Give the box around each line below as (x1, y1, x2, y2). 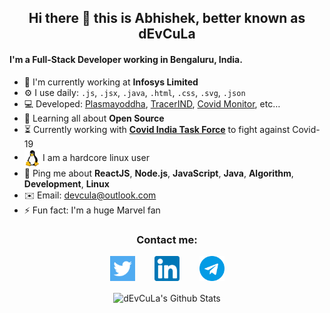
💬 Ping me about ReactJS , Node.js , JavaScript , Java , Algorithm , (23, 167, 294, 179)
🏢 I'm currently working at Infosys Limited (23, 76, 199, 88)
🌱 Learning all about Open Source (23, 112, 165, 124)
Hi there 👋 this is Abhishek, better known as (28, 10, 306, 27)
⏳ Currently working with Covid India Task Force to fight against (23, 123, 291, 135)
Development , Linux (23, 177, 110, 190)
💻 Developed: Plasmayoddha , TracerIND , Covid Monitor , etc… (23, 97, 281, 110)
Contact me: (136, 232, 198, 246)
